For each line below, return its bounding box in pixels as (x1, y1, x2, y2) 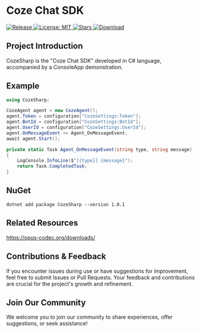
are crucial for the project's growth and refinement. (6, 280, 134, 287)
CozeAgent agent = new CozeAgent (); (6, 108, 98, 114)
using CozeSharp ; (6, 97, 50, 103)
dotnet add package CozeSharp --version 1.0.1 (6, 201, 125, 208)
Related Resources (6, 218, 78, 228)
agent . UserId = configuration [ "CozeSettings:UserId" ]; (6, 125, 147, 131)
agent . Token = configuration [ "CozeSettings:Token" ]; (6, 113, 141, 119)
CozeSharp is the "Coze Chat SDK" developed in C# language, (6, 57, 162, 64)
